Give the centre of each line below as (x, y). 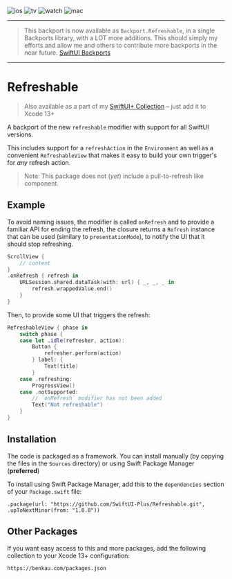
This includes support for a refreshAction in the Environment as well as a (110, 148)
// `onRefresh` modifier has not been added (97, 398)
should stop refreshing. (40, 244)
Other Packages (42, 532)
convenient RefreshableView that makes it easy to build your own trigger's (112, 155)
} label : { (48, 360)
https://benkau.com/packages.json (57, 568)
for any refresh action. (39, 162)
